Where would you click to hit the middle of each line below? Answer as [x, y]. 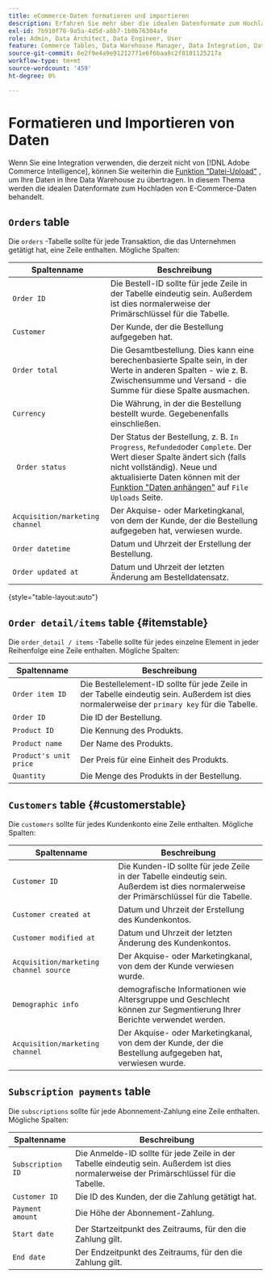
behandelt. [26, 197]
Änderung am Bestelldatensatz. [170, 577]
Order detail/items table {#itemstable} [108, 622]
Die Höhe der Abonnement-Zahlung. [145, 1213]
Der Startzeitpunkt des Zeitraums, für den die [161, 1229]
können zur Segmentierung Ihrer [179, 1010]
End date [29, 1257]
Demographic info [46, 1005]
